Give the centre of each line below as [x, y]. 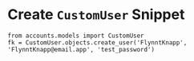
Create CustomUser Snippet [96, 15]
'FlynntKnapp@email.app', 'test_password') [81, 49]
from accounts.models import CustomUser [76, 36]
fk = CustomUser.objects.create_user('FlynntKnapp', [97, 42]
